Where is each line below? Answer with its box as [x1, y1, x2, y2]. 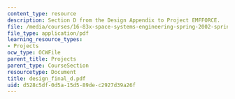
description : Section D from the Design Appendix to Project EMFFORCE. [7, 17, 220, 24]
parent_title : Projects [7, 56, 77, 63]
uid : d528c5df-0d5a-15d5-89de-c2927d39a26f [7, 82, 136, 89]
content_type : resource [7, 10, 77, 17]
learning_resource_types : [7, 36, 83, 43]
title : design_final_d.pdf [7, 75, 86, 82]
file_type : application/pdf [7, 29, 90, 37]
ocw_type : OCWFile [7, 49, 61, 56]
